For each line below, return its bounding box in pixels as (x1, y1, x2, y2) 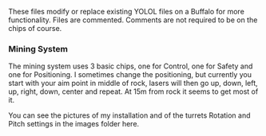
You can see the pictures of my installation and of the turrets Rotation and (8, 111, 251, 120)
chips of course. (8, 24, 62, 33)
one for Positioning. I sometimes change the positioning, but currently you (8, 70, 252, 80)
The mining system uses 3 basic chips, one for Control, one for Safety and (8, 61, 253, 71)
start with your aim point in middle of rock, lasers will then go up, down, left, (8, 79, 258, 88)
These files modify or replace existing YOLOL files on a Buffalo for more (8, 7, 245, 16)
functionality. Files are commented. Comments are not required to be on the (8, 15, 258, 25)
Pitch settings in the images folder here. (8, 119, 140, 129)
